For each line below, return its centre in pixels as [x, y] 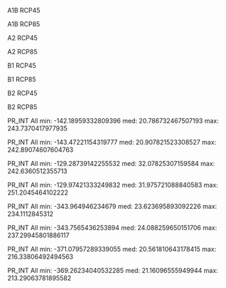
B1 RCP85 [22, 79]
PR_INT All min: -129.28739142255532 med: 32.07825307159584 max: [111, 164]
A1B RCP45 [24, 10]
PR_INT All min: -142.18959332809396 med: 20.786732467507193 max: [113, 121]
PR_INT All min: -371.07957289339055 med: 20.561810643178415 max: [112, 249]
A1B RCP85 [24, 24]
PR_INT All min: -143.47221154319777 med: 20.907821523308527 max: [112, 142]
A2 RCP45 [22, 38]
